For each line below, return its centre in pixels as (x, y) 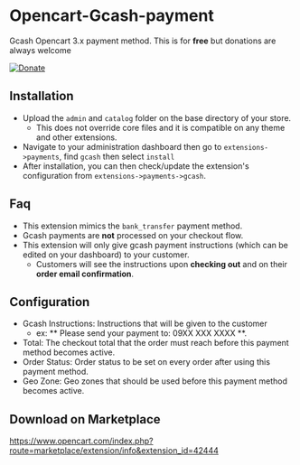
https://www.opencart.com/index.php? (81, 441)
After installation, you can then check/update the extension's (136, 166)
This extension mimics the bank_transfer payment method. (132, 226)
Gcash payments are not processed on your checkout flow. (133, 235)
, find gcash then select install (117, 156)
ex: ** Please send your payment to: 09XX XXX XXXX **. (141, 333)
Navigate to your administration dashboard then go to (122, 146)
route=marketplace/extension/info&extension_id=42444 (114, 451)
